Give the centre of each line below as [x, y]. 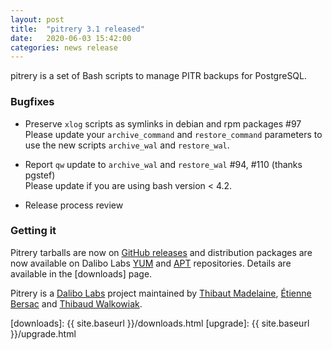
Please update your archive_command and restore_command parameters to [173, 134]
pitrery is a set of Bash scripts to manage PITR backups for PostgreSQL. [159, 76]
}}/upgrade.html [43, 333]
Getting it [33, 231]
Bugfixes [32, 102]
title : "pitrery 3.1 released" [77, 29]
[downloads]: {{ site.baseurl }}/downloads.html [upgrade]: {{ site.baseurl [160, 323]
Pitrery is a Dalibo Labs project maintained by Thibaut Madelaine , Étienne [161, 293]
